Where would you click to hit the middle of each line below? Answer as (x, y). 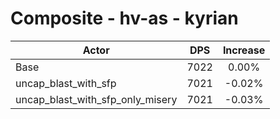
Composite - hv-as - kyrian (124, 18)
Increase (244, 50)
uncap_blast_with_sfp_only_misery (96, 99)
